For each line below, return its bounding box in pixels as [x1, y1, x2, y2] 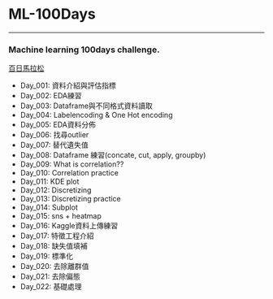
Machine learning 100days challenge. [8, 44, 160, 55]
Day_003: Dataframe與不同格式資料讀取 [19, 101, 153, 110]
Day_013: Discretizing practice [19, 194, 122, 204]
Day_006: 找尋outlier [19, 130, 89, 140]
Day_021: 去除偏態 [19, 271, 81, 281]
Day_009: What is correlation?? [19, 159, 124, 169]
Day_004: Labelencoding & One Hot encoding [19, 110, 173, 120]
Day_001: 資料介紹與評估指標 [19, 80, 116, 90]
